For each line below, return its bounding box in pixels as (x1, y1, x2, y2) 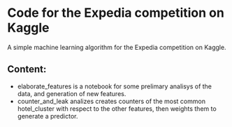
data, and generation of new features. (17, 89, 126, 98)
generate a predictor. (17, 112, 78, 120)
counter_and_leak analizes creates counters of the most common (17, 97, 206, 105)
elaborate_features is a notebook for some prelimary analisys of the (17, 82, 212, 91)
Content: (7, 63, 47, 75)
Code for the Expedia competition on (7, 5, 225, 21)
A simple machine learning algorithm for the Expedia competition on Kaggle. (7, 43, 226, 51)
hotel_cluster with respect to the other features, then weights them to (17, 104, 217, 113)
